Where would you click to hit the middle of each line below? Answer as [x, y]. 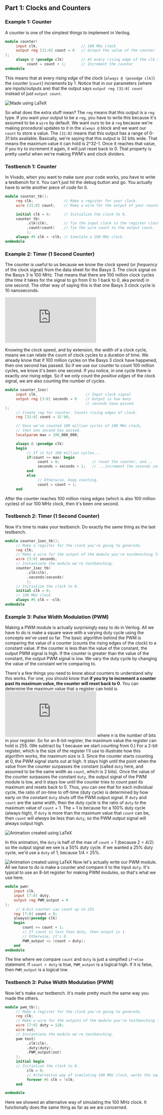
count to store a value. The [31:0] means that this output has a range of [77, 133]
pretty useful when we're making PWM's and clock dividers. [65, 154]
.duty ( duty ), [40, 1048]
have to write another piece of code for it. [47, 188]
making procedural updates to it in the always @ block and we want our [76, 128]
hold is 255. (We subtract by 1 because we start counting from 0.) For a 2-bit [81, 746]
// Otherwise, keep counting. [68, 480]
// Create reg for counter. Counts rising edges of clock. [77, 412]
